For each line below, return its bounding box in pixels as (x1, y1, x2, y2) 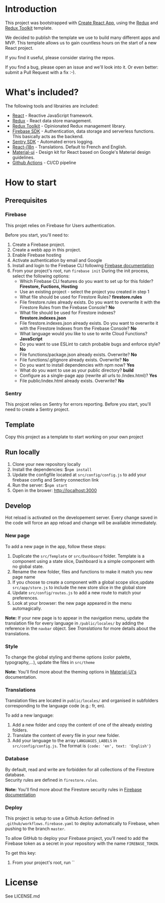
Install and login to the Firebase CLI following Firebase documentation (12, 262, 154, 268)
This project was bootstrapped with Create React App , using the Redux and (5, 20, 159, 26)
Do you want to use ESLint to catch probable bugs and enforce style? (19, 341, 161, 347)
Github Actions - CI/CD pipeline (12, 159, 76, 166)
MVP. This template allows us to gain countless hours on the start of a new (5, 39, 157, 45)
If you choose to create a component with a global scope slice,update (12, 579, 154, 585)
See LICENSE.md (5, 893, 40, 899)
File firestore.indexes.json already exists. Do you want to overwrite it (19, 320, 159, 326)
